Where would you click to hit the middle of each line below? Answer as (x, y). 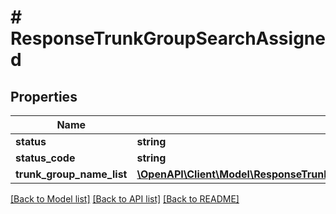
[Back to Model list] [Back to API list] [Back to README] (125, 199)
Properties (44, 96)
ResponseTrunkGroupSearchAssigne (168, 38)
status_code (45, 158)
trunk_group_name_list (71, 174)
